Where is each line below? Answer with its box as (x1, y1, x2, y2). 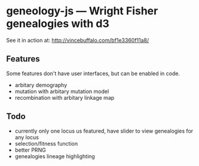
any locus (14, 133, 39, 141)
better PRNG (14, 146, 46, 153)
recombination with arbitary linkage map (14, 94, 115, 101)
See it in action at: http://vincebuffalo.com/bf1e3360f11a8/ (6, 36, 149, 44)
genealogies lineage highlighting (14, 152, 96, 159)
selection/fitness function (14, 140, 78, 147)
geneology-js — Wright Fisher (6, 4, 158, 18)
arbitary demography (14, 81, 68, 88)
